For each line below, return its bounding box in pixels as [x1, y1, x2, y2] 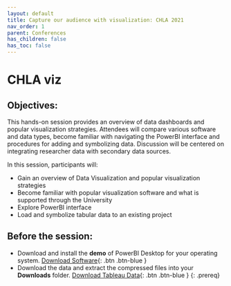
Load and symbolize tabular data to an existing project [17, 211, 172, 218]
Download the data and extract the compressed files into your [17, 263, 194, 271]
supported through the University [17, 196, 113, 204]
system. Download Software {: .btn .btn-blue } [17, 256, 147, 265]
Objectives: [7, 99, 58, 111]
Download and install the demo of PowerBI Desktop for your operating [17, 249, 218, 257]
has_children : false [7, 36, 67, 43]
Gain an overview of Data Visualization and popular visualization [17, 174, 201, 182]
